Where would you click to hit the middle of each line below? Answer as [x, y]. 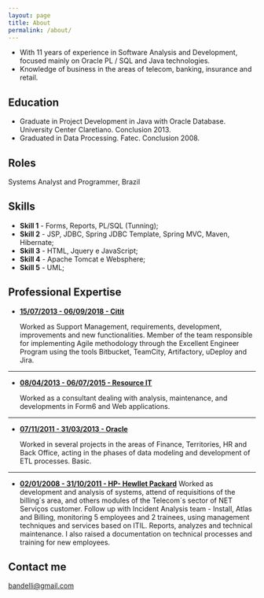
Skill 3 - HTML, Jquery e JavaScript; [79, 251]
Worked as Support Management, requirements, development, [121, 326]
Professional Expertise [65, 292]
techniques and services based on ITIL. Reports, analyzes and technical [136, 526]
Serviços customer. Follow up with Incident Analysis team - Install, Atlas [136, 508]
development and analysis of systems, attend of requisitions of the [127, 492]
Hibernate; [37, 242]
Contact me [37, 567]
